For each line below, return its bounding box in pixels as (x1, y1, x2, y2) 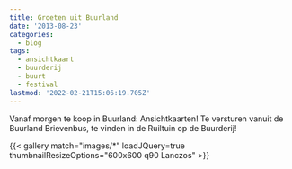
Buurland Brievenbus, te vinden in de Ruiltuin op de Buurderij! (9, 122, 237, 133)
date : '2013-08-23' (9, 22, 83, 31)
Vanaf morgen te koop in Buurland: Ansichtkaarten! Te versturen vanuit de (9, 113, 284, 124)
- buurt (17, 72, 47, 81)
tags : (9, 47, 30, 56)
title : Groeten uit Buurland (9, 13, 119, 22)
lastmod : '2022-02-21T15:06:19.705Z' (9, 88, 151, 97)
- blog (17, 38, 42, 48)
